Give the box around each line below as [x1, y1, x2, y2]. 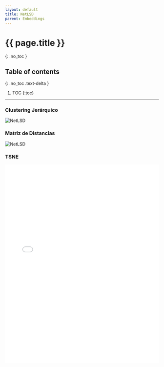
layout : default [5, 7, 38, 12]
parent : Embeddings [5, 16, 45, 21]
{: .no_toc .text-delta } [5, 81, 49, 86]
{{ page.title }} [5, 37, 65, 48]
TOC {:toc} [12, 90, 34, 96]
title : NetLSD [5, 12, 34, 17]
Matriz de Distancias [5, 130, 55, 137]
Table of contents [5, 67, 60, 76]
